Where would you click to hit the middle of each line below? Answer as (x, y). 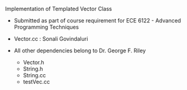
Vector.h (34, 62)
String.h (33, 69)
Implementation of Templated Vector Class (59, 9)
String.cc (34, 75)
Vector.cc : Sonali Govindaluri (51, 39)
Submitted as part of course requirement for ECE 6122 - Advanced (97, 20)
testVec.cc (37, 82)
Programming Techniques (46, 27)
